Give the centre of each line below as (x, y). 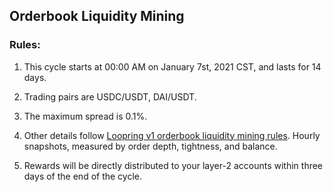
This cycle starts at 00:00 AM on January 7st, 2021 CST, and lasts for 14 (172, 66)
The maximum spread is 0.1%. (85, 116)
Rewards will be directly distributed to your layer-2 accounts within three (173, 165)
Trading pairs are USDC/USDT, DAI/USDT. (110, 96)
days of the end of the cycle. (83, 176)
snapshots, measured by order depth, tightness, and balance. (150, 146)
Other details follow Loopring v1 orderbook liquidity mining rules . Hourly (172, 135)
